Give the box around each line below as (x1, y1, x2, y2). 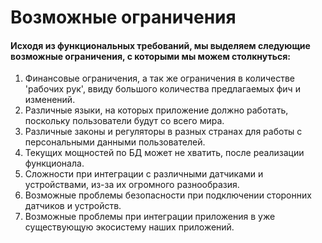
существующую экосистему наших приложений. (24, 221, 235, 233)
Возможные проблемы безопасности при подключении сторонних (24, 189, 312, 201)
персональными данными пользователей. (24, 136, 206, 148)
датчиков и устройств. (24, 200, 122, 212)
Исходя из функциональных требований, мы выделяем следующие (10, 39, 311, 51)
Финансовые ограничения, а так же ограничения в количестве (24, 72, 296, 85)
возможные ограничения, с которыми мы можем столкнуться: (10, 50, 291, 62)
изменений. (24, 94, 76, 106)
